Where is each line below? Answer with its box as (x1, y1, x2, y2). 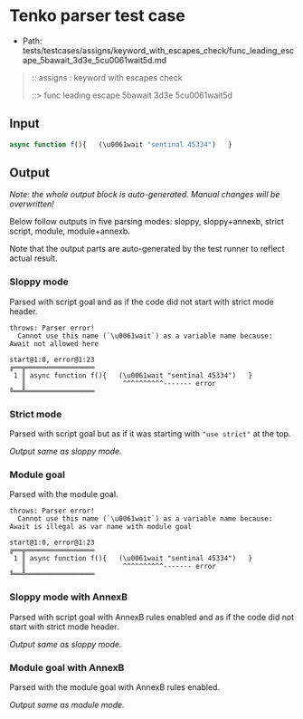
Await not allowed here (9, 339, 99, 349)
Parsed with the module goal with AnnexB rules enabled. (9, 681, 220, 693)
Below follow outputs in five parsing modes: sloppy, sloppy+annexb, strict (9, 216, 285, 227)
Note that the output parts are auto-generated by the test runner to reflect (9, 244, 285, 254)
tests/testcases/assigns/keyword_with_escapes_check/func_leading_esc (22, 44, 295, 55)
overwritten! (9, 198, 54, 209)
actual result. (9, 253, 58, 264)
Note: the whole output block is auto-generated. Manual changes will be (9, 189, 280, 200)
